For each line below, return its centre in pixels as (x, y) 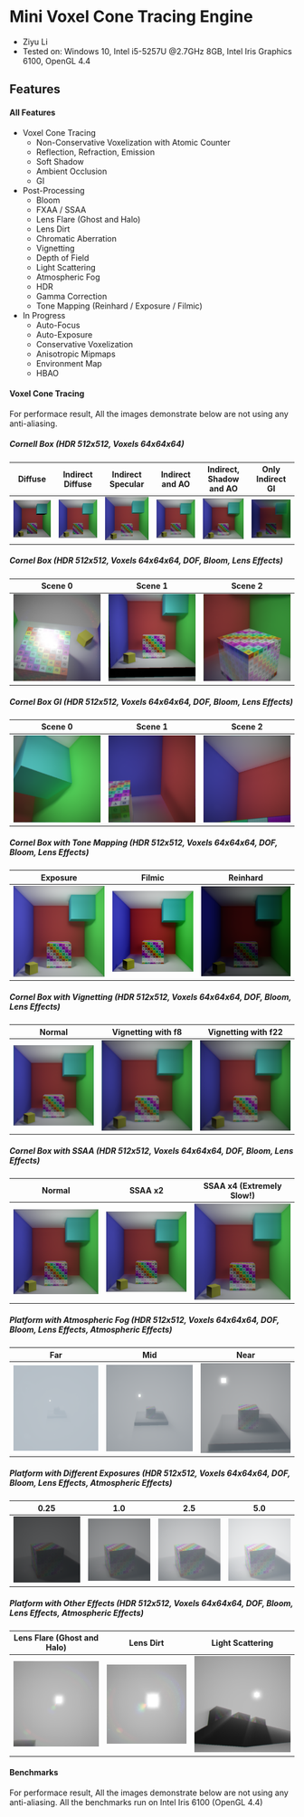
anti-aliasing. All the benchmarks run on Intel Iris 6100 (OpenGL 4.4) (136, 1802)
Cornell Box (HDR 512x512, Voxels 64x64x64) (97, 444)
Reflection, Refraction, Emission (95, 152)
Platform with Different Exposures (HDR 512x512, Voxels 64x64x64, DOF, (150, 1473)
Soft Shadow (60, 161)
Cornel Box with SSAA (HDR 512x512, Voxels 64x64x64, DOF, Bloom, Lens (152, 1151)
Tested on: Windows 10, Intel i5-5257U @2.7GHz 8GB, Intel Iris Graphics (157, 51)
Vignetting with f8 (147, 1032)
